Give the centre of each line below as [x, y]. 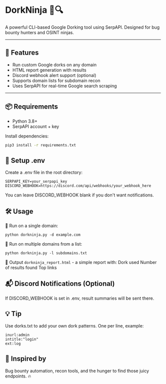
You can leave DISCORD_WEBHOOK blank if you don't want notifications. [80, 195]
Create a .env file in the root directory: [44, 173]
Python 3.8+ [25, 121]
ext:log [13, 343]
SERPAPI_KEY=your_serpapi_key [36, 182]
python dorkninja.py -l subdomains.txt [46, 253]
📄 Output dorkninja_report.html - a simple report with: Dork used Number [81, 262]
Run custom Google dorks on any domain [54, 64]
